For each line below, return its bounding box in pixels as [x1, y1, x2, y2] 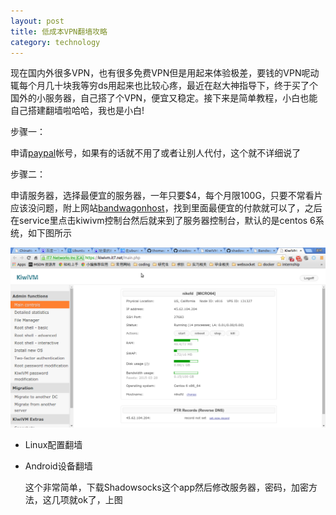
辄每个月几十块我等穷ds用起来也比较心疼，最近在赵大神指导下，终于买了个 [10, 80, 318, 92]
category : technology [10, 37, 101, 47]
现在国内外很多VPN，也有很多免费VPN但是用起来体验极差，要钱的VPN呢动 [10, 67, 320, 79]
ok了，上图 [77, 494, 123, 506]
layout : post [10, 16, 65, 26]
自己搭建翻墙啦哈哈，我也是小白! [10, 105, 145, 117]
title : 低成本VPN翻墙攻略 [10, 26, 108, 37]
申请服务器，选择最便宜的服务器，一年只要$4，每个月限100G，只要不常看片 [10, 190, 323, 202]
